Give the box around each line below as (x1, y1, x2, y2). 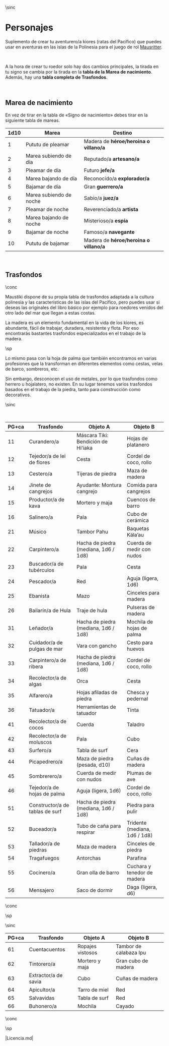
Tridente (126, 819, 147, 826)
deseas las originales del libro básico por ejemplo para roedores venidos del (5, 304, 163, 311)
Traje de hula (76, 607, 107, 614)
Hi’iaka (76, 444, 93, 451)
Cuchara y (126, 863, 151, 870)
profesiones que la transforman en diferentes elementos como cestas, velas (5, 360, 163, 366)
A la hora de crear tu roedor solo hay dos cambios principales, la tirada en (5, 63, 159, 70)
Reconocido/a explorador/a (83, 175, 150, 182)
